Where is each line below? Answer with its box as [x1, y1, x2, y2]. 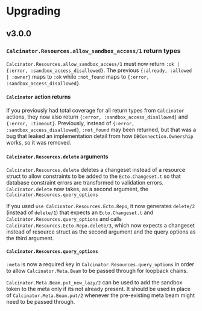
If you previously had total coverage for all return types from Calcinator [6, 107, 185, 114]
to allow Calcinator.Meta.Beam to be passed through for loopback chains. [6, 267, 188, 275]
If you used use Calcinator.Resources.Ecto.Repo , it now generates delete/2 [6, 203, 195, 210]
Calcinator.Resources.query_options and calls [6, 215, 122, 223]
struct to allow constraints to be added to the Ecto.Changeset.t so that [6, 172, 181, 180]
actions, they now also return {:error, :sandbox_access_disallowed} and [6, 113, 188, 120]
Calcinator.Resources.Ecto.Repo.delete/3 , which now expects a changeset [6, 222, 195, 229]
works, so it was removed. [6, 139, 72, 146]
